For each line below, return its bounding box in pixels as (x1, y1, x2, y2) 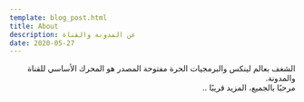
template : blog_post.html (9, 13, 107, 23)
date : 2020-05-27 (9, 38, 75, 48)
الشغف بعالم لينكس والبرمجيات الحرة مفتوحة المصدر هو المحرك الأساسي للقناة (26, 63, 296, 74)
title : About (9, 22, 59, 31)
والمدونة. (265, 73, 296, 84)
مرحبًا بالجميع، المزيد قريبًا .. (202, 82, 296, 93)
